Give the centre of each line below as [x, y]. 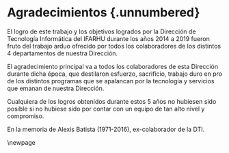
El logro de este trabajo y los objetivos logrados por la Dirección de [102, 31]
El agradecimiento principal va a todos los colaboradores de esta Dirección [113, 66]
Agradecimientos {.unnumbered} [104, 13]
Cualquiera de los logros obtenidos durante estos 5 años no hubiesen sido [112, 101]
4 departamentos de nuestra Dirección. [63, 53]
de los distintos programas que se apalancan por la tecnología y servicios [111, 81]
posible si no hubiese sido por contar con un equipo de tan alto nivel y [106, 109]
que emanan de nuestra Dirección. [56, 88]
